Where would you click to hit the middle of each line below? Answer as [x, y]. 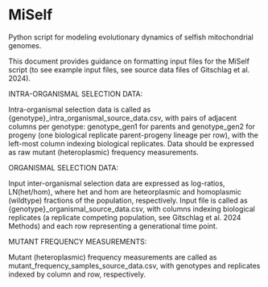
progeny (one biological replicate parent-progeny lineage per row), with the [134, 135]
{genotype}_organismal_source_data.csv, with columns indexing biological [132, 209]
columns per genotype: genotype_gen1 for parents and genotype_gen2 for [132, 126]
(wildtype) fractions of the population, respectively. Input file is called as [128, 200]
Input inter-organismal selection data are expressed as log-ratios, [117, 183]
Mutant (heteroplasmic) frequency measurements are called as [113, 257]
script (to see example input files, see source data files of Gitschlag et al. [129, 69]
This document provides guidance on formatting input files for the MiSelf [129, 61]
